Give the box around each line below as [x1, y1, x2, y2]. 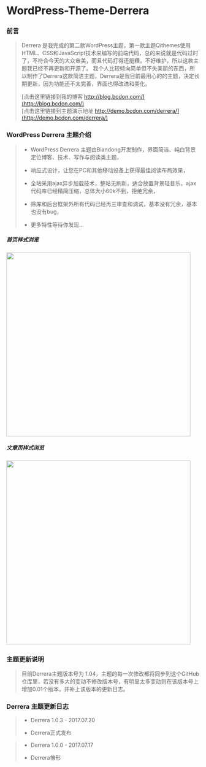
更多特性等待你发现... [30, 221, 84, 228]
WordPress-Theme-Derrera [6, 4, 150, 18]
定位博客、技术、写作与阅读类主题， [30, 153, 123, 161]
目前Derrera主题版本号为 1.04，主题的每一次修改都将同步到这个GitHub [21, 670, 199, 677]
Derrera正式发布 [30, 729, 72, 736]
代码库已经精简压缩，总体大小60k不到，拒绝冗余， [30, 187, 159, 194]
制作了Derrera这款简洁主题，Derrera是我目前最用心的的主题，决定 [26, 72, 194, 80]
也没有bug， [30, 208, 63, 215]
